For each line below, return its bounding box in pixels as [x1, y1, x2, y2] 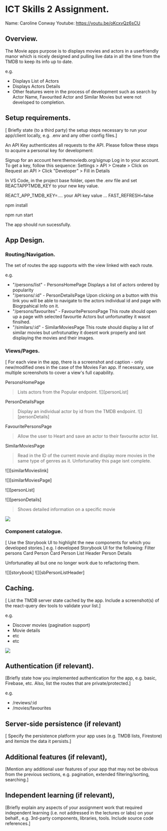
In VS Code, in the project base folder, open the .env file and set [5, 177, 137, 183]
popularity [12, 287, 34, 293]
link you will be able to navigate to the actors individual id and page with [12, 298, 161, 304]
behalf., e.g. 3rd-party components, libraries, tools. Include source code [5, 815, 154, 821]
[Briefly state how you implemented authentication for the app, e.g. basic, [5, 675, 157, 681]
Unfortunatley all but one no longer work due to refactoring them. [5, 560, 140, 566]
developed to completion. [12, 99, 65, 105]
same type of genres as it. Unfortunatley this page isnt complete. [17, 458, 151, 464]
